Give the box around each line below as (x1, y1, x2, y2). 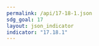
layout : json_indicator (6, 22, 74, 29)
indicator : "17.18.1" (6, 28, 68, 36)
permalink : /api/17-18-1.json (6, 9, 93, 17)
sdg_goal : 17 (6, 16, 44, 23)
